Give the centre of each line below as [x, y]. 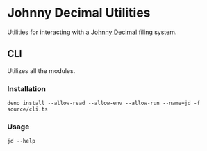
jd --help [22, 141]
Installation [27, 88]
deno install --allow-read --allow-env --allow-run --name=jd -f [104, 103]
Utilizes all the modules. [41, 70]
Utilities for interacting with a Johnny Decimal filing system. [92, 32]
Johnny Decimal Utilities [79, 13]
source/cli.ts [28, 109]
